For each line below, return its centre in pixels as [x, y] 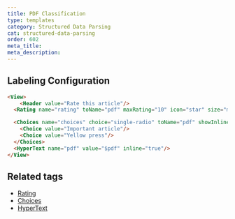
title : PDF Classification [47, 14]
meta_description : [34, 53]
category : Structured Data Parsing [59, 27]
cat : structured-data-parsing [51, 33]
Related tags [35, 176]
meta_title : [24, 46]
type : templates [31, 20]
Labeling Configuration [59, 81]
